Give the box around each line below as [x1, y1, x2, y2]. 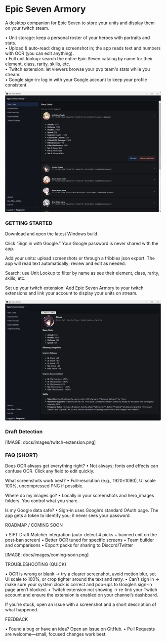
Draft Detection [5, 428, 43, 435]
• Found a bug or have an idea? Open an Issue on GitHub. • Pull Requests [5, 626, 155, 632]
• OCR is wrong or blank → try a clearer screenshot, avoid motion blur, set [5, 571, 156, 577]
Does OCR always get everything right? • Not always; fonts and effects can [5, 463, 158, 469]
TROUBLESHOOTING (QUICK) [5, 561, 67, 567]
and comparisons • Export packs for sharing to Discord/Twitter [5, 542, 133, 548]
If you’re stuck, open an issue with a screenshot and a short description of [5, 601, 157, 607]
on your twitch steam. [5, 25, 49, 31]
